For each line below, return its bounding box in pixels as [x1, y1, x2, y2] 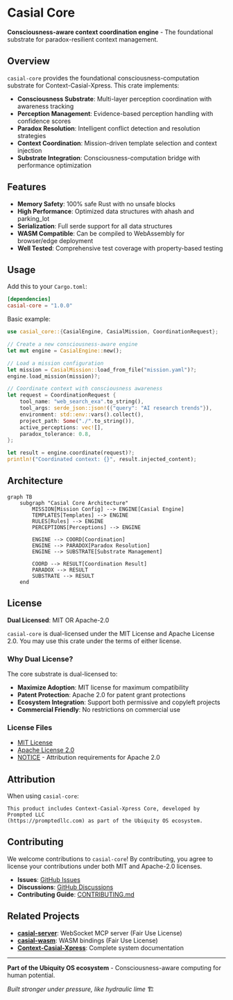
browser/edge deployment [17, 236, 94, 244]
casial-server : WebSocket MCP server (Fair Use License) [17, 928, 182, 937]
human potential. [7, 971, 55, 979]
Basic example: [7, 315, 51, 324]
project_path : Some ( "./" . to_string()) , [19, 417, 135, 424]
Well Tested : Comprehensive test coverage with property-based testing [17, 244, 223, 252]
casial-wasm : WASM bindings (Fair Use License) [17, 936, 158, 944]
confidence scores [17, 117, 71, 125]
